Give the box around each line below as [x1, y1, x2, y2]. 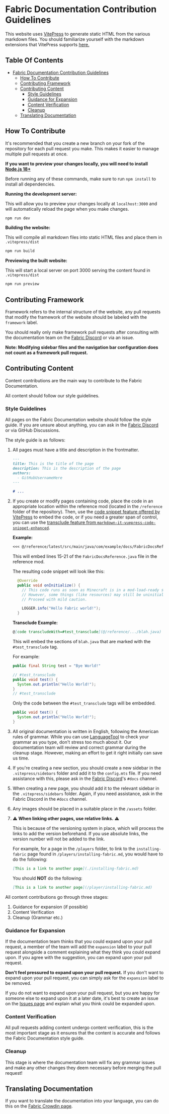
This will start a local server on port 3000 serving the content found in [5, 268, 151, 274]
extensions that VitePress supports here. [5, 41, 90, 47]
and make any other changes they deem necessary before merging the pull [5, 1065, 161, 1071]
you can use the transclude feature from [12, 520, 97, 526]
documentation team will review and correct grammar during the [12, 744, 146, 750]
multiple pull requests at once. [5, 151, 68, 157]
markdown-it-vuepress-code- [97, 521, 156, 526]
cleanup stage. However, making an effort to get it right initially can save [12, 749, 162, 755]
